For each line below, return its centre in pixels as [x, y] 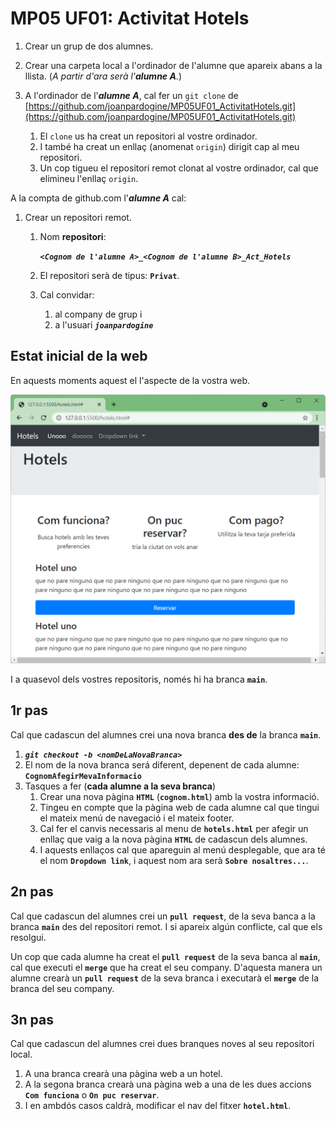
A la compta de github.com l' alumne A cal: [98, 198]
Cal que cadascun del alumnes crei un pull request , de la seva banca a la [163, 916]
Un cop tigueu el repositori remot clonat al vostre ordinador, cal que [179, 168]
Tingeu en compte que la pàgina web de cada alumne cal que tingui [179, 807]
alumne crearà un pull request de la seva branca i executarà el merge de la [165, 978]
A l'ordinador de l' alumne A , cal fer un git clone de [131, 95]
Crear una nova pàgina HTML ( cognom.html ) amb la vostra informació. [179, 796]
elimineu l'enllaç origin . [89, 178]
